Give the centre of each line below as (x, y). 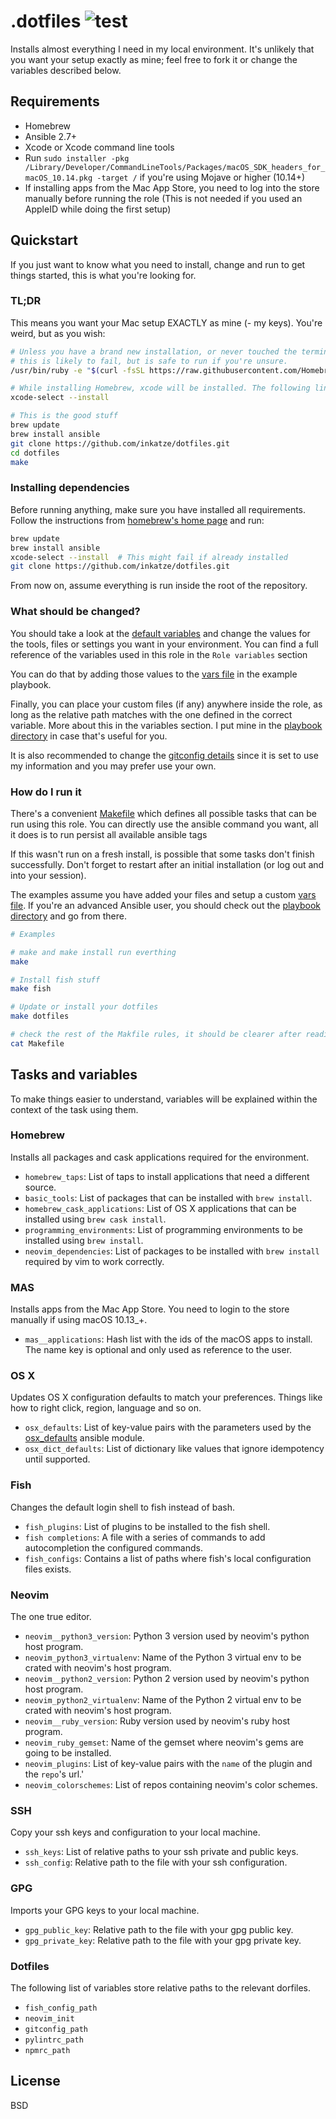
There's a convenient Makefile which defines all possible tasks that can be (164, 813)
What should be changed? (75, 612)
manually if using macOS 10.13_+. (79, 1320)
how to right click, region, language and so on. (106, 1408)
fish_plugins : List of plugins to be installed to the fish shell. (147, 1526)
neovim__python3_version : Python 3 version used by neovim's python (167, 1636)
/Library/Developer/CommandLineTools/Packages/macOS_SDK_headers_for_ (175, 167)
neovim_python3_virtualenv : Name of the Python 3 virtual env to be (163, 1657)
